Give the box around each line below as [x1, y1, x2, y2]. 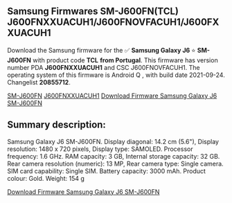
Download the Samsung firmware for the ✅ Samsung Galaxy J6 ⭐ [7, 46, 196, 54]
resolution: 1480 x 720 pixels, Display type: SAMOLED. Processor [7, 145, 193, 153]
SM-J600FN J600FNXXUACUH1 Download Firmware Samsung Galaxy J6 [7, 91, 217, 100]
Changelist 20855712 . [7, 78, 71, 86]
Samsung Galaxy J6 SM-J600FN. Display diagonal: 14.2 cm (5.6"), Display [7, 137, 220, 145]
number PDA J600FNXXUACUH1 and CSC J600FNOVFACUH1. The [7, 63, 200, 71]
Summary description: [7, 119, 106, 131]
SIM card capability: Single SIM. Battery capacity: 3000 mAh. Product [7, 166, 206, 175]
